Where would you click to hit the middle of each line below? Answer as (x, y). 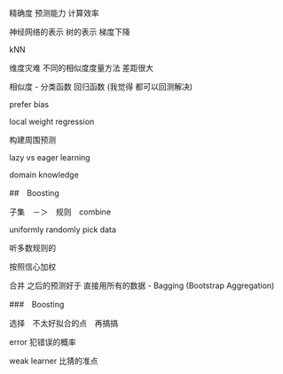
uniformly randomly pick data (63, 230)
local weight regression (52, 121)
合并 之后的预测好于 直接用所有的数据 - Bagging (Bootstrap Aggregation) (142, 285)
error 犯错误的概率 (43, 342)
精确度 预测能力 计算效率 (54, 13)
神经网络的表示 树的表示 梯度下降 (70, 32)
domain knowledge (44, 175)
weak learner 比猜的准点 (54, 361)
